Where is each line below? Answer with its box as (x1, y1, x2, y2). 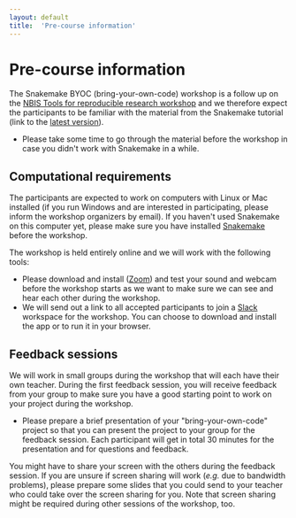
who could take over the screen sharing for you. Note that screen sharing (9, 489, 277, 500)
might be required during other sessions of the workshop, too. (9, 499, 236, 509)
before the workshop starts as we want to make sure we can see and (21, 283, 274, 294)
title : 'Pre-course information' (9, 21, 137, 30)
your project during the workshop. (9, 398, 134, 409)
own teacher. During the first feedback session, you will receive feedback (9, 380, 277, 390)
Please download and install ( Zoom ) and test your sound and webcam (21, 274, 277, 284)
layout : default (9, 12, 69, 22)
